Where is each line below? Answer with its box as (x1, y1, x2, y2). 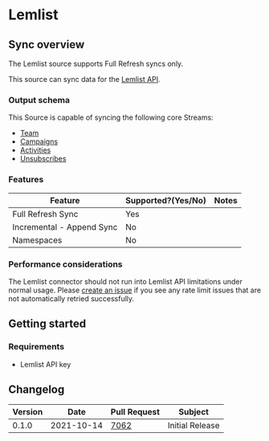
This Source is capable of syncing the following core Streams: (8, 112, 214, 122)
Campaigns (19, 137, 59, 146)
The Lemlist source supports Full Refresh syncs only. (8, 59, 184, 68)
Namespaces (12, 235, 63, 246)
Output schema (8, 94, 71, 105)
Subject (178, 406, 209, 418)
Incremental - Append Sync (12, 221, 118, 232)
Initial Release (167, 420, 220, 431)
